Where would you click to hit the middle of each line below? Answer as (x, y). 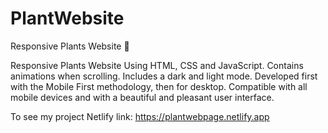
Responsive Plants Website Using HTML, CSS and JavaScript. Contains (157, 65)
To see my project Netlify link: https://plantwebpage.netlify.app (140, 116)
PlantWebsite (67, 18)
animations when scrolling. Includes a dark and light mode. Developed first (164, 76)
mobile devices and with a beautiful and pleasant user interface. (142, 97)
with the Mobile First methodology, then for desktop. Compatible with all (159, 86)
